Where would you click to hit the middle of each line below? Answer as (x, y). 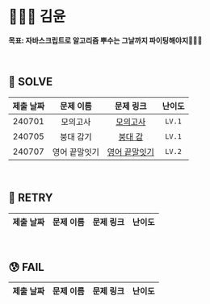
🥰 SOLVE (31, 82)
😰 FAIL (26, 267)
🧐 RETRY (31, 198)
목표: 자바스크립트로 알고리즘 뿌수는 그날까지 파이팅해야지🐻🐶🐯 (105, 40)
